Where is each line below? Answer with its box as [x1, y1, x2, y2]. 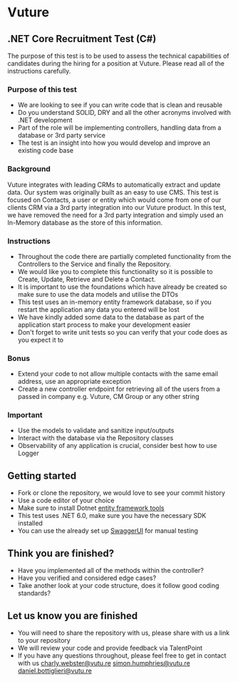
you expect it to [17, 335, 64, 344]
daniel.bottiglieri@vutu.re [17, 666, 93, 675]
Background [7, 164, 51, 174]
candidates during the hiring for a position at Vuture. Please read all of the [7, 59, 224, 68]
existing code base [17, 146, 74, 155]
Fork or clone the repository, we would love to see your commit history [17, 489, 226, 497]
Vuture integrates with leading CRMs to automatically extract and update [7, 180, 221, 189]
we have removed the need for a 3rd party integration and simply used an [7, 210, 224, 219]
